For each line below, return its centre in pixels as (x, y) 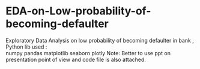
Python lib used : (26, 47)
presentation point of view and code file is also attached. (76, 59)
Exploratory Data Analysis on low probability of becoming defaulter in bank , (100, 40)
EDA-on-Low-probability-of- (78, 11)
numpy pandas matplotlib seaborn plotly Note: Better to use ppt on (88, 53)
